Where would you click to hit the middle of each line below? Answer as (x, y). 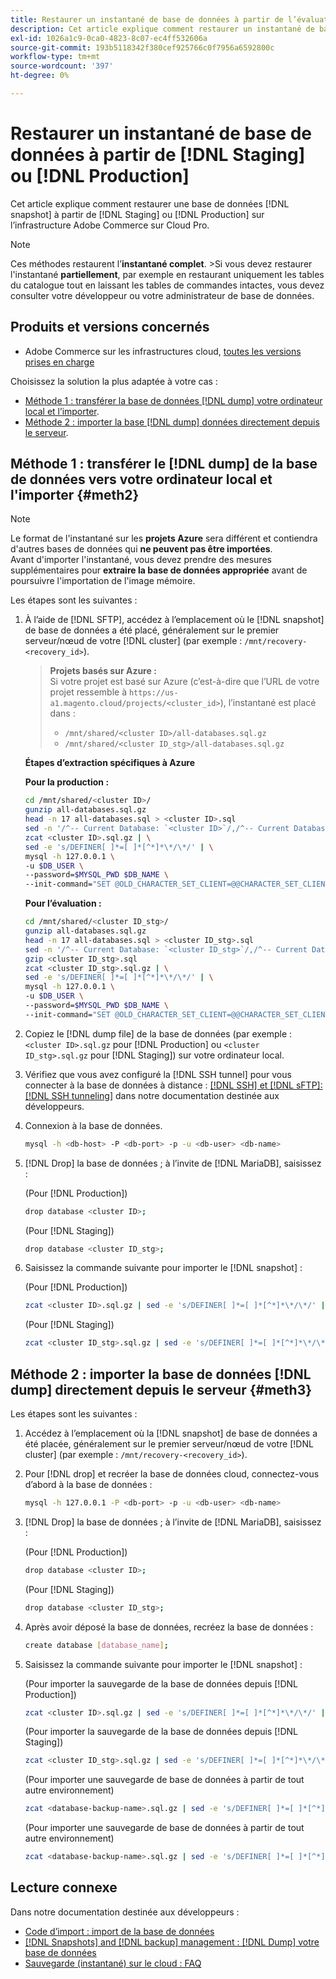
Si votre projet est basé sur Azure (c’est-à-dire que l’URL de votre (184, 682)
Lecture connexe (64, 1887)
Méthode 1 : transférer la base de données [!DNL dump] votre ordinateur (173, 400)
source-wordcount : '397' (62, 66)
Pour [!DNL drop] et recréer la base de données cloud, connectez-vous (172, 1474)
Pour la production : (67, 782)
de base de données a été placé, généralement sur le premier (152, 630)
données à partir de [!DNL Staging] (158, 155)
